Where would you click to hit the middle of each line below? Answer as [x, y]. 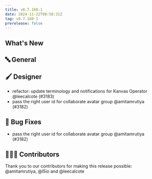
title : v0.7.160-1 [24, 10]
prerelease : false [24, 23]
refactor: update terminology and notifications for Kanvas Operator [80, 91]
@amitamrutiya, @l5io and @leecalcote [45, 171]
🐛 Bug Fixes [23, 122]
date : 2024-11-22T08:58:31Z [34, 14]
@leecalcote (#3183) [33, 96]
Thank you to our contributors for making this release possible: [69, 166]
